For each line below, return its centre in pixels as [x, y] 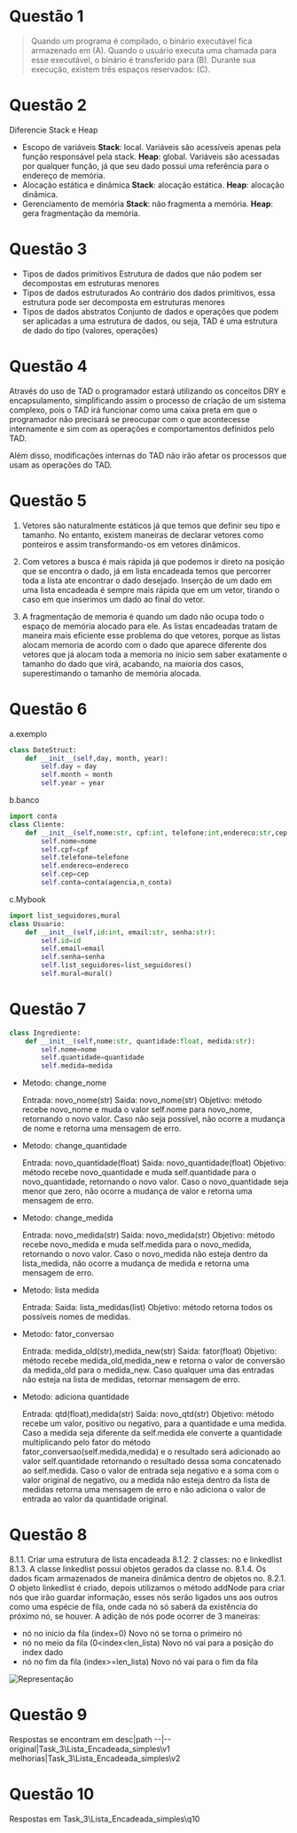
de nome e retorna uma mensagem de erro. [102, 1129]
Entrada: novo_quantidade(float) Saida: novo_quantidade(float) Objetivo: [154, 1163]
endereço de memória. [63, 175]
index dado [43, 1653]
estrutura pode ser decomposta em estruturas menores [124, 302]
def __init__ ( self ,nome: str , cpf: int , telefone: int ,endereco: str [148, 833]
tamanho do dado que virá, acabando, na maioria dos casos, [133, 663]
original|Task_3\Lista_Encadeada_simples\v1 [90, 1749]
